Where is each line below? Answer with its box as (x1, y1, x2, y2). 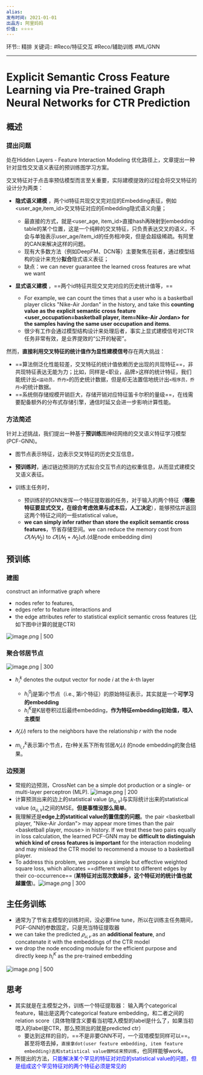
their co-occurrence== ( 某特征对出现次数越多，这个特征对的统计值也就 (14, 872, 192, 879)
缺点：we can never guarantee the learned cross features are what (24, 263, 191, 270)
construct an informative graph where (6, 587, 101, 595)
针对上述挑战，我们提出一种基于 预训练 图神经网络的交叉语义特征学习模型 (6, 430, 186, 437)
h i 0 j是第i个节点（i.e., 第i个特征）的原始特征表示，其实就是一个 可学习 (24, 689, 194, 699)
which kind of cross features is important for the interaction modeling (14, 839, 192, 846)
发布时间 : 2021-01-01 (6, 15, 57, 21)
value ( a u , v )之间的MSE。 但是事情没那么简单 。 (14, 804, 130, 813)
